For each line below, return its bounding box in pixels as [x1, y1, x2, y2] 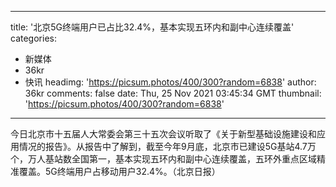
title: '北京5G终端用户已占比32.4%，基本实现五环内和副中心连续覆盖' [10, 21, 295, 33]
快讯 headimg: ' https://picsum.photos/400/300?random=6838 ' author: [24, 76, 317, 88]
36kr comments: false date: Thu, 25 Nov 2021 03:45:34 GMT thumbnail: [24, 87, 322, 99]
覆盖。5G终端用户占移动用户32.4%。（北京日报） [18, 166, 221, 177]
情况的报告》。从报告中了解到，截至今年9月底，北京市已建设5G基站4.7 [18, 141, 308, 152]
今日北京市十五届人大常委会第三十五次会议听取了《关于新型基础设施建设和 [10, 128, 317, 140]
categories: [10, 32, 57, 44]
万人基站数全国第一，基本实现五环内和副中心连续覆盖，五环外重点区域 [27, 153, 317, 165]
